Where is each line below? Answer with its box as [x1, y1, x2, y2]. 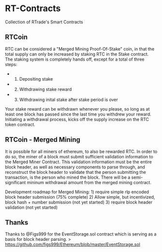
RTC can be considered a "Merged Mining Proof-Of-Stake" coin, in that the [5, 46, 155, 51]
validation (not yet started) [5, 204, 58, 210]
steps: [5, 61, 17, 67]
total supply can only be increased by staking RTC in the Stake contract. [5, 51, 149, 57]
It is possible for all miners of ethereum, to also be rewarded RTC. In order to [5, 149, 158, 154]
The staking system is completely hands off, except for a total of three [5, 56, 145, 62]
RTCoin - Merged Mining [5, 135, 81, 144]
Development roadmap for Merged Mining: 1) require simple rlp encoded [5, 189, 149, 195]
